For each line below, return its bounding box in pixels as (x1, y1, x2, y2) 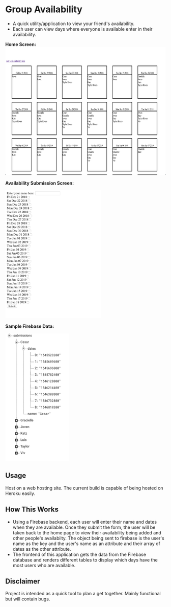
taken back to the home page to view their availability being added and (12, 529, 161, 535)
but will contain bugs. (5, 596, 50, 602)
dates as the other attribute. (12, 546, 71, 552)
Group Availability (5, 4, 82, 15)
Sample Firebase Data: (5, 323, 54, 329)
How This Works (5, 505, 59, 514)
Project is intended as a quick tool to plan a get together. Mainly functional (5, 591, 161, 597)
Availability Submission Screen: (5, 180, 74, 186)
